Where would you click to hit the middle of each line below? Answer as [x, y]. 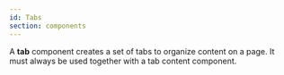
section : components [48, 26]
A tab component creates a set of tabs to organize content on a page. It [142, 51]
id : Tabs [26, 17]
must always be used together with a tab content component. [123, 61]
